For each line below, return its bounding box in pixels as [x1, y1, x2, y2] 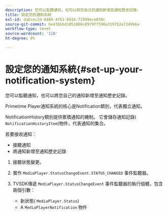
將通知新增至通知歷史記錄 [12, 148, 66, 154]
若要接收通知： [5, 131, 37, 137]
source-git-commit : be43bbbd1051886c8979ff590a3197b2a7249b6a [5, 21, 140, 27]
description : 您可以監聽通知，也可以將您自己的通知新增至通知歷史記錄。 [5, 7, 141, 13]
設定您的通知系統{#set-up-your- [5, 64, 143, 75]
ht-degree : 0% [5, 36, 36, 41]
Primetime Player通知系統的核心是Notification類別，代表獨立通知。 [5, 103, 145, 109]
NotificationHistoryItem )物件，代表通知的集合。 [5, 120, 108, 126]
